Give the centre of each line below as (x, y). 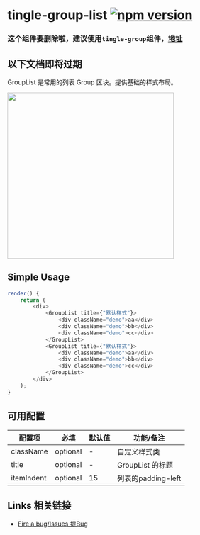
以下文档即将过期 (45, 64)
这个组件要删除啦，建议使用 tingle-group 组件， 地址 (95, 39)
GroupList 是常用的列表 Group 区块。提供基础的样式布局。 (92, 82)
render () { (23, 293)
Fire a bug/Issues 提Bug (53, 524)
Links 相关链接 (39, 506)
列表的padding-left (149, 478)
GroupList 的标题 (145, 465)
